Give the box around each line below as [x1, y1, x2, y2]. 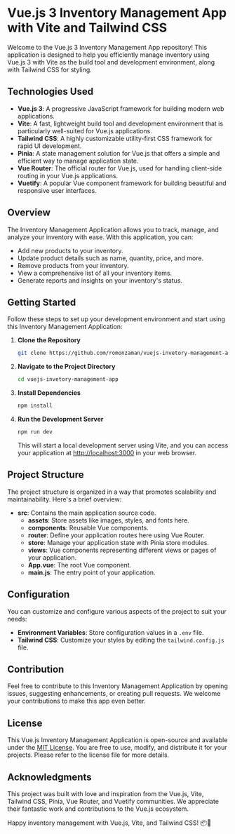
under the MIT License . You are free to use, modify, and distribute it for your [7, 744, 227, 752]
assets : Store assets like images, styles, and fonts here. [27, 516, 189, 524]
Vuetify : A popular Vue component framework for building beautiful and [17, 179, 227, 187]
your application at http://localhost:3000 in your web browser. [17, 448, 197, 457]
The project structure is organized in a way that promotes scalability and [7, 487, 217, 496]
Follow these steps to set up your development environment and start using [7, 315, 226, 323]
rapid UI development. [17, 142, 82, 150]
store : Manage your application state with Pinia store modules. [27, 538, 209, 546]
